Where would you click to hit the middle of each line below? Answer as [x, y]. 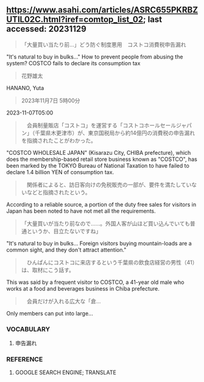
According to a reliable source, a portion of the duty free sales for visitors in [101, 204]
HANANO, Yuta [25, 88]
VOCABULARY [28, 329]
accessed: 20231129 [46, 29]
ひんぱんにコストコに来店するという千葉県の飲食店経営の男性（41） [112, 262]
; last [153, 20]
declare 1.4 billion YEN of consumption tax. [60, 172]
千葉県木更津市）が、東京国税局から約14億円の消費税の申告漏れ [115, 133]
